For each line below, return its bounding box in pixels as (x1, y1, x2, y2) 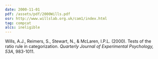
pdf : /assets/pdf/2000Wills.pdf (5, 12, 70, 16)
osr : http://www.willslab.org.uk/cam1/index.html (5, 16, 108, 21)
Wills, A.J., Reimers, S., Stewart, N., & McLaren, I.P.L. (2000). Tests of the (5, 38, 152, 44)
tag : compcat (5, 20, 32, 26)
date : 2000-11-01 (5, 7, 40, 12)
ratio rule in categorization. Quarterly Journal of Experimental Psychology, (5, 44, 154, 49)
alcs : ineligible (5, 25, 40, 30)
